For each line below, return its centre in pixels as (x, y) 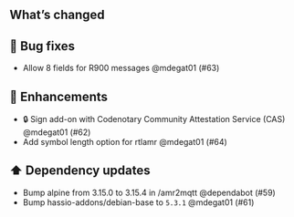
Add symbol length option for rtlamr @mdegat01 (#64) (125, 142)
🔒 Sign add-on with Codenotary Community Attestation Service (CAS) (154, 119)
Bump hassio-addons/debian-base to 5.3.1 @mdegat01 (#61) (138, 202)
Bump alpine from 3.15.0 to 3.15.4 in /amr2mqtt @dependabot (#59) (149, 192)
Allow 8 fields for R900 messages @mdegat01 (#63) (121, 68)
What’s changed (57, 15)
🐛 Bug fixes (42, 46)
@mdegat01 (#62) (57, 132)
